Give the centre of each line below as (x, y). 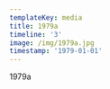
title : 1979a (34, 26)
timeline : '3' (36, 34)
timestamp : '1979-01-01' (56, 51)
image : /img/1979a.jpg (52, 43)
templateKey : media (46, 18)
